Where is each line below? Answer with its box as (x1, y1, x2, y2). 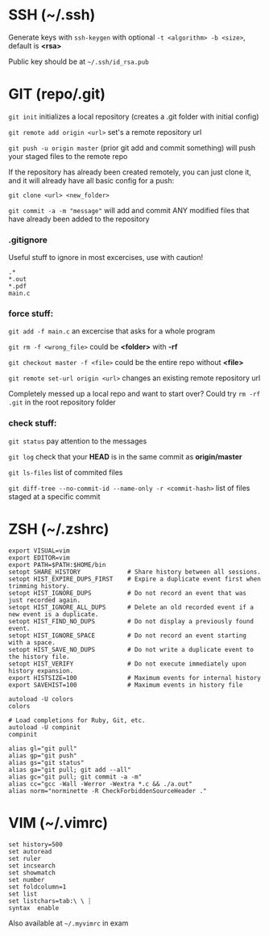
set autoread (8, 847, 52, 855)
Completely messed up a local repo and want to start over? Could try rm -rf (8, 389, 260, 399)
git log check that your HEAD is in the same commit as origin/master (8, 451, 242, 461)
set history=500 (8, 840, 63, 849)
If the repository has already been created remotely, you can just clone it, (8, 167, 251, 177)
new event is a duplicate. (8, 610, 99, 619)
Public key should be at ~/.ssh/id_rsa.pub (8, 57, 149, 66)
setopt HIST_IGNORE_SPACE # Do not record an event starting (8, 632, 247, 640)
